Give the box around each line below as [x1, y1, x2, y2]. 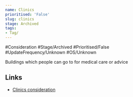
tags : [5, 26, 16, 31]
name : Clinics [5, 7, 35, 12]
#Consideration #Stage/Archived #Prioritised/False [5, 44, 110, 50]
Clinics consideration [12, 87, 56, 93]
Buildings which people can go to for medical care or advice [5, 59, 128, 65]
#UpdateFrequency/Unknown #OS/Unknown [5, 49, 97, 55]
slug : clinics [5, 16, 35, 21]
